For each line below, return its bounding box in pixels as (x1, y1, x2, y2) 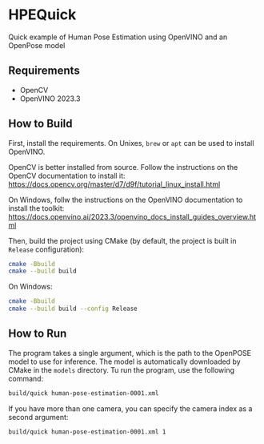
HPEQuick (8, 6, 77, 24)
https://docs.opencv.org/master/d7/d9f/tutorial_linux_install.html (8, 179, 221, 189)
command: (8, 373, 44, 383)
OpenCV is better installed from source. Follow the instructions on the (8, 162, 238, 172)
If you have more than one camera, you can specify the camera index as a (8, 403, 253, 414)
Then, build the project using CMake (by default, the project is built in (8, 236, 237, 245)
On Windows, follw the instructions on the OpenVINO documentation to (8, 195, 243, 204)
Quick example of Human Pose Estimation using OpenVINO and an (8, 32, 228, 42)
